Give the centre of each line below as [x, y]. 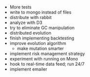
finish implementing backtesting [42, 38]
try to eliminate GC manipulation [42, 28]
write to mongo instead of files [41, 12]
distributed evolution [30, 33]
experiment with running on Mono [44, 59]
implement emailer [28, 69]
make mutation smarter [40, 48]
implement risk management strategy [47, 54]
